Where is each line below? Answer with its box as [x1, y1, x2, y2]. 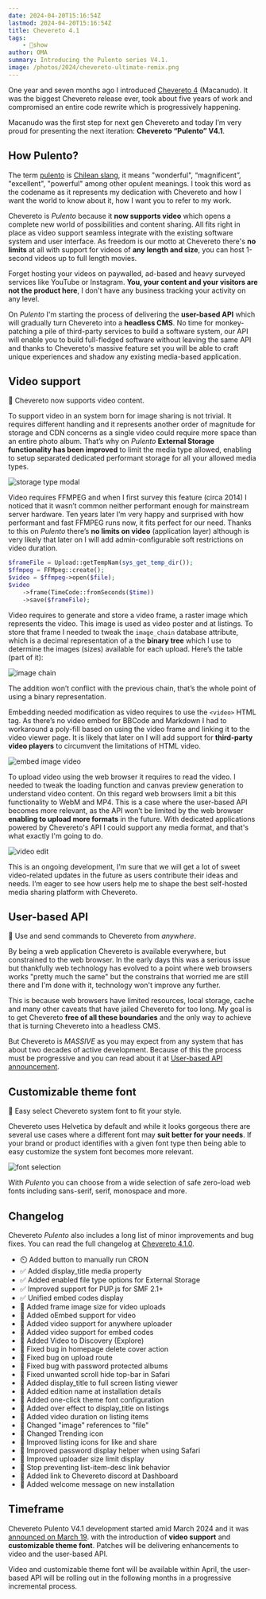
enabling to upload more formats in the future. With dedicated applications [8, 814, 256, 823]
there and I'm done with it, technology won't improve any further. [8, 980, 221, 990]
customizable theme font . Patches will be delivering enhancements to [8, 1540, 240, 1550]
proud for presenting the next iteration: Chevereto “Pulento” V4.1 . [8, 126, 225, 135]
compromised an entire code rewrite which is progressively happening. [8, 102, 241, 111]
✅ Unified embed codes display [19, 1294, 124, 1303]
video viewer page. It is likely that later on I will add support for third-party [8, 733, 253, 742]
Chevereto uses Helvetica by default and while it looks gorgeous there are [8, 1122, 251, 1131]
